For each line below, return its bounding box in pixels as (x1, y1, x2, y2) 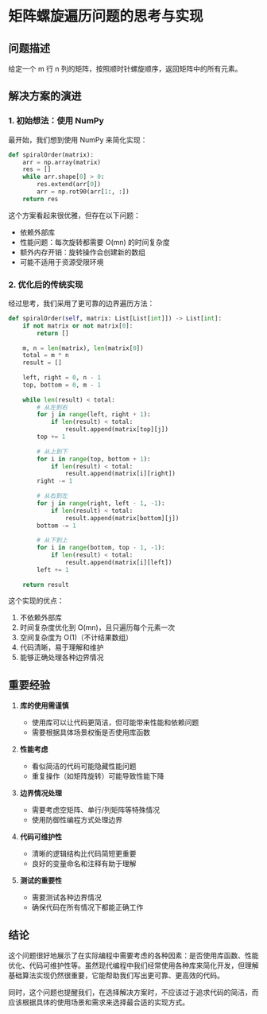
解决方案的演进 (8, 89, 82, 103)
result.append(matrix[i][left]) (64, 558, 172, 566)
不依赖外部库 (19, 613, 62, 623)
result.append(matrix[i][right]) (64, 470, 176, 478)
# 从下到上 (37, 536, 68, 545)
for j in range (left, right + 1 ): (37, 410, 151, 418)
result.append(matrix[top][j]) (64, 425, 169, 433)
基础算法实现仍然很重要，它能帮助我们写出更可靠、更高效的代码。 (8, 971, 224, 981)
